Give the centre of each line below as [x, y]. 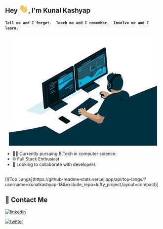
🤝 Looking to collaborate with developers [54, 164]
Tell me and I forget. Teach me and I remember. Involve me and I [77, 23]
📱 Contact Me [26, 200]
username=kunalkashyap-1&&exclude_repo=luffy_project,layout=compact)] [82, 184]
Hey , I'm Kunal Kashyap [48, 11]
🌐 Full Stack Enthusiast [36, 159]
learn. [12, 28]
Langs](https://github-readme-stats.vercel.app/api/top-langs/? [82, 179]
